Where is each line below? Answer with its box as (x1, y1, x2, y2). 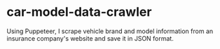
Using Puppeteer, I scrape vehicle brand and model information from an (6, 27, 214, 35)
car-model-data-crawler (6, 4, 152, 20)
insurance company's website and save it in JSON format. (6, 34, 174, 42)
